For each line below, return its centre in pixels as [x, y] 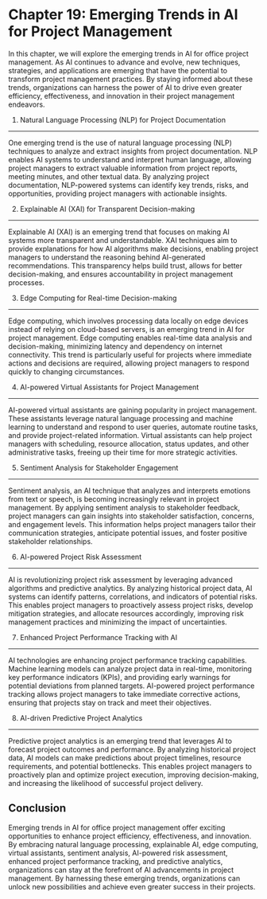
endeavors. [27, 104]
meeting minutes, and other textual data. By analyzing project [109, 176]
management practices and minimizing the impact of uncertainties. [118, 622]
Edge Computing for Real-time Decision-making [98, 298]
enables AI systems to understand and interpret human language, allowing [130, 159]
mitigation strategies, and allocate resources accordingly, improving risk [126, 613]
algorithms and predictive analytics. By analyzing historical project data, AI [130, 588]
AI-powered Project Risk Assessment [80, 557]
